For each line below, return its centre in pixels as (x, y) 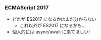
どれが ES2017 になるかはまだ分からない (54, 19)
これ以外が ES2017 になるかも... (53, 26)
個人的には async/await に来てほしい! (51, 32)
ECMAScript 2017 (27, 8)
